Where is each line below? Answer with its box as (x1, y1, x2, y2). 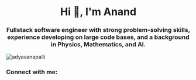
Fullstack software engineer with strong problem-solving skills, (6, 26, 191, 34)
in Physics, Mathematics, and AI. (50, 41, 146, 49)
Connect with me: (6, 68, 58, 76)
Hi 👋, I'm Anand (60, 5, 136, 19)
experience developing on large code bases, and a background (7, 33, 190, 41)
